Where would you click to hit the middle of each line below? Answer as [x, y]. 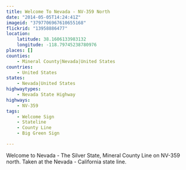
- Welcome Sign [36, 117]
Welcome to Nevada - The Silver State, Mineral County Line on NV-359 [93, 155]
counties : [18, 56]
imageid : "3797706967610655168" [46, 23]
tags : [13, 111]
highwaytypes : [24, 89]
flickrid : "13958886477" [37, 28]
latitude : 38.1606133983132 [51, 39]
